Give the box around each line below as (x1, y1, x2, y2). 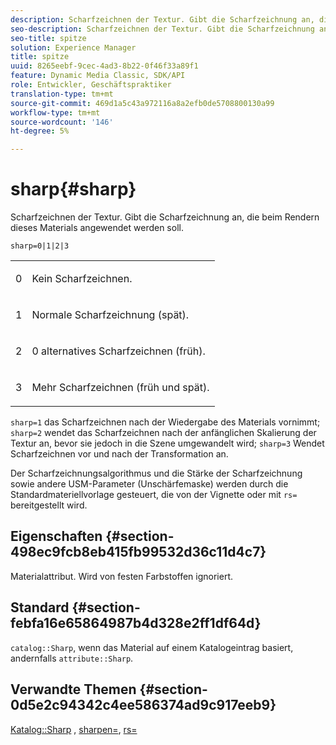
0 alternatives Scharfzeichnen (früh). (31, 344, 206, 358)
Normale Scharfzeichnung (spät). (31, 308, 190, 322)
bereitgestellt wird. (10, 499, 88, 511)
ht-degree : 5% (10, 126, 70, 136)
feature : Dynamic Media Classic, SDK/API (10, 71, 186, 81)
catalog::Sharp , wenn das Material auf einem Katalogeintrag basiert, (10, 641, 294, 653)
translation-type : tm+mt (10, 89, 114, 99)
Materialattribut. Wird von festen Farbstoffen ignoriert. (10, 570, 234, 582)
